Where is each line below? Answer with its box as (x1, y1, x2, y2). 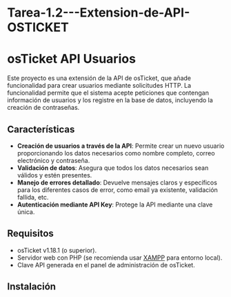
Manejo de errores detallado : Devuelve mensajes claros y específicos (17, 178, 217, 186)
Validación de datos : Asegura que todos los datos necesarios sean (17, 164, 209, 172)
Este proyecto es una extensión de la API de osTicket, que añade (7, 74, 192, 82)
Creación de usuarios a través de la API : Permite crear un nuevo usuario (17, 142, 225, 150)
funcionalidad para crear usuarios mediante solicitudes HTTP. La (7, 82, 192, 90)
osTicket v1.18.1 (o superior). (17, 246, 97, 254)
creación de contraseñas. (7, 104, 80, 112)
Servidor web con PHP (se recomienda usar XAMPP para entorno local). (17, 253, 223, 262)
